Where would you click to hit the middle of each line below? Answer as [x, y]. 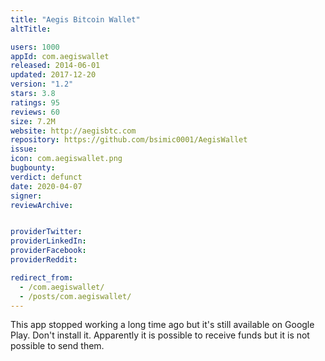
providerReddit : [44, 260]
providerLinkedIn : [48, 241]
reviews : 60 [35, 112]
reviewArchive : [42, 205]
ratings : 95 [35, 102]
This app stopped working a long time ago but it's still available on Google [162, 325]
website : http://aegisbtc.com [73, 131]
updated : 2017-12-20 [53, 75]
